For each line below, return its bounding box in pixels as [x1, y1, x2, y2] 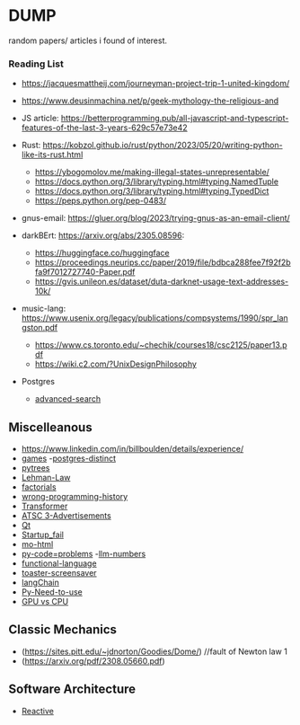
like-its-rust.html [21, 149, 84, 160]
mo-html [21, 539, 54, 550]
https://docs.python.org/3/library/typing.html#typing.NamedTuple [34, 176, 279, 187]
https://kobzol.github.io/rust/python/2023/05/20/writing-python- [42, 140, 284, 151]
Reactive [21, 705, 55, 716]
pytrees [21, 463, 50, 473]
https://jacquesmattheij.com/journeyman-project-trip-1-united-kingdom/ [21, 78, 290, 89]
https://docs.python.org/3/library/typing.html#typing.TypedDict [34, 186, 269, 197]
